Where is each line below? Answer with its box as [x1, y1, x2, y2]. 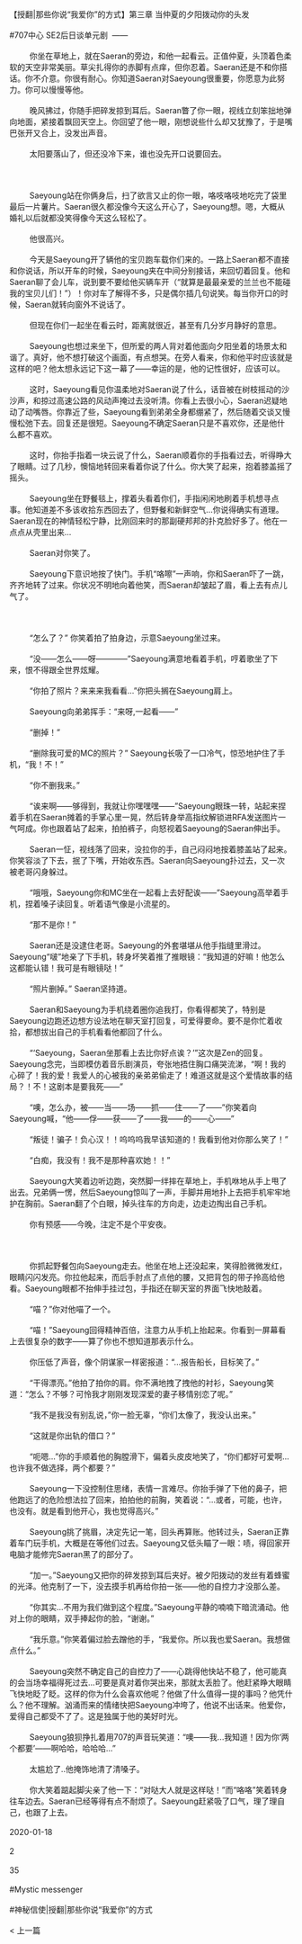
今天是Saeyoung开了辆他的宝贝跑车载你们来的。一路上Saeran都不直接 [29, 255, 290, 264]
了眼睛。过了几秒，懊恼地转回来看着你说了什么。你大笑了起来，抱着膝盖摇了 [9, 461, 293, 471]
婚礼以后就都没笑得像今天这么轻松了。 [9, 212, 151, 223]
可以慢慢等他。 [32, 85, 84, 94]
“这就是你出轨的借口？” [29, 1430, 116, 1441]
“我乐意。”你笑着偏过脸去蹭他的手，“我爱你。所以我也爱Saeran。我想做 [29, 1634, 290, 1644]
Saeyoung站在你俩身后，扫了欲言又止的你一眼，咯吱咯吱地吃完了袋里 [29, 190, 288, 201]
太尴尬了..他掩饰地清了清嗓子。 [29, 1764, 141, 1774]
